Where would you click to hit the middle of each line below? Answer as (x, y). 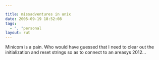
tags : (11, 23)
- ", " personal (26, 28)
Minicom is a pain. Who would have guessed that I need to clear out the (80, 47)
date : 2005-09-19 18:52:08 (34, 19)
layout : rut (18, 33)
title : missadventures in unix (38, 14)
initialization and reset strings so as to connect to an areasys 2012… (76, 52)
